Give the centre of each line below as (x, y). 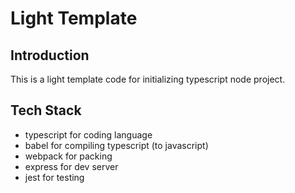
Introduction (50, 55)
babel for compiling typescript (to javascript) (116, 145)
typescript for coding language (88, 134)
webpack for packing (68, 156)
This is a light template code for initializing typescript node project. (148, 79)
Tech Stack (46, 110)
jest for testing (54, 177)
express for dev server (71, 166)
